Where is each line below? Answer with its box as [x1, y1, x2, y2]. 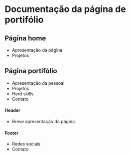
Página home [4, 34, 46, 42]
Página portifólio [4, 67, 58, 75]
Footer [4, 130, 19, 136]
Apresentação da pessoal [11, 80, 65, 86]
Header [4, 107, 20, 113]
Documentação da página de [4, 3, 127, 15]
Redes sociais [11, 141, 41, 147]
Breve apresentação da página [11, 119, 75, 125]
